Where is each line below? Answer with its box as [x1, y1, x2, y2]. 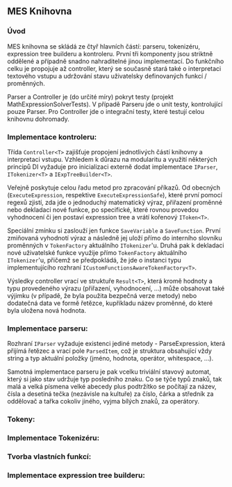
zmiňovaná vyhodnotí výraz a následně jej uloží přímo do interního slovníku [7, 233, 222, 242]
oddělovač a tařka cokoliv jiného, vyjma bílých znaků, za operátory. [7, 397, 200, 406]
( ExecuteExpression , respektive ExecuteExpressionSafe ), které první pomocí [7, 190, 222, 199]
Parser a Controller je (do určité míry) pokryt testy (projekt [7, 92, 174, 101]
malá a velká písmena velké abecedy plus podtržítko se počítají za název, [7, 382, 217, 391]
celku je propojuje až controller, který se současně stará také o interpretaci [7, 64, 222, 72]
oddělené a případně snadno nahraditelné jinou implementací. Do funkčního [7, 57, 224, 65]
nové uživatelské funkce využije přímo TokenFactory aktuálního [7, 248, 188, 256]
